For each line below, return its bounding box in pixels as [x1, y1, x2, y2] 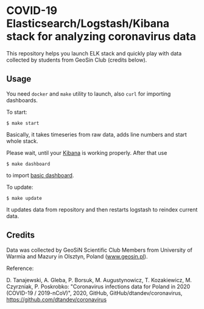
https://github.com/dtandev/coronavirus [6, 296, 107, 303]
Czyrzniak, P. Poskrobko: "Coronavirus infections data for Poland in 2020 [6, 283, 191, 290]
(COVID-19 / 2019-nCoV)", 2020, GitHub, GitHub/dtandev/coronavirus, [6, 289, 183, 296]
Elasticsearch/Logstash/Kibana [6, 16, 170, 30]
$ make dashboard [6, 161, 51, 167]
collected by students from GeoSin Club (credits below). [6, 56, 147, 63]
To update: [6, 183, 33, 191]
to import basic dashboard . [6, 171, 74, 179]
